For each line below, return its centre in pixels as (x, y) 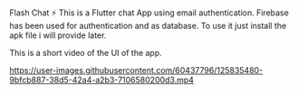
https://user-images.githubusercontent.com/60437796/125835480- (136, 70)
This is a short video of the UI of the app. (86, 53)
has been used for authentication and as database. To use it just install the (148, 26)
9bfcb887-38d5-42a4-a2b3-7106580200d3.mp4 (102, 80)
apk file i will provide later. (58, 35)
